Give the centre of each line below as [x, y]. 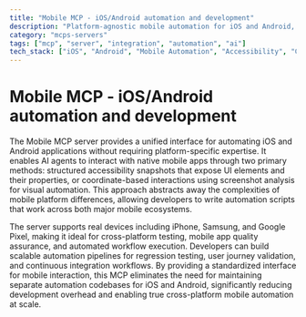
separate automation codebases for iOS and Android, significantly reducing [151, 285]
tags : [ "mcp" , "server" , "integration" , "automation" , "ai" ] [128, 43]
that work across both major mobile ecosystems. [101, 210]
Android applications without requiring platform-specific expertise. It [138, 151]
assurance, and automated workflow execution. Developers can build [139, 246]
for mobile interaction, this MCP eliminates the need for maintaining [136, 275]
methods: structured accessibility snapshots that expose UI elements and [147, 170]
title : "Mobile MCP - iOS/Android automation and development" [132, 18]
